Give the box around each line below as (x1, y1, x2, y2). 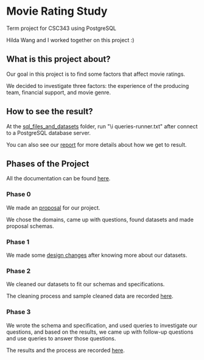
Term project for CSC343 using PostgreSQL (6, 24, 117, 32)
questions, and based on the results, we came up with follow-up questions (6, 328, 194, 336)
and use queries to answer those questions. (6, 334, 116, 342)
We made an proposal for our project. (6, 204, 100, 211)
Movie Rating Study (6, 4, 108, 18)
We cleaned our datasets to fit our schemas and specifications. (6, 281, 165, 288)
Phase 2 (6, 266, 31, 275)
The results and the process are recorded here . (6, 347, 125, 354)
